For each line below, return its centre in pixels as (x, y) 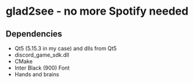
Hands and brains (37, 74)
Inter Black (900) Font (42, 68)
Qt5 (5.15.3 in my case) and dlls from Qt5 (66, 48)
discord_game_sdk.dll (42, 55)
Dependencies (34, 34)
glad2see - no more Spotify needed (97, 11)
